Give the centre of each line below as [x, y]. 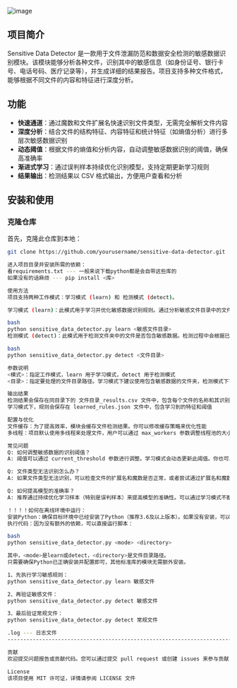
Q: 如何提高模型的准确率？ [41, 491]
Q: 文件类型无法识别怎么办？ [44, 472]
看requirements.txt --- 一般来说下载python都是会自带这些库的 [92, 272]
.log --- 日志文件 [32, 633]
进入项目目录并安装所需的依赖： [47, 265]
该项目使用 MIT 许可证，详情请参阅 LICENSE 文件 [72, 678]
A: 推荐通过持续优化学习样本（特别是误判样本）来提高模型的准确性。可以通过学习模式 [115, 497]
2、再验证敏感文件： [33, 594]
